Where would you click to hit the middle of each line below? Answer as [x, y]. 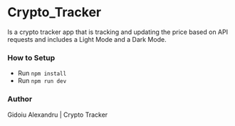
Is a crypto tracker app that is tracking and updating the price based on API [118, 32]
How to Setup [31, 57]
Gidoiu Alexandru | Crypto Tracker [58, 115]
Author [20, 99]
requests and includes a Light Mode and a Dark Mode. [87, 39]
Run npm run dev [42, 81]
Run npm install [42, 73]
